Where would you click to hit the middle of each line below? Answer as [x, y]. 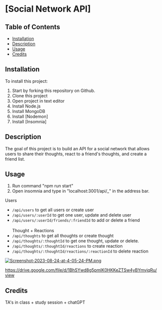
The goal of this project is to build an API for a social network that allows [77, 148]
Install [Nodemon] [30, 116]
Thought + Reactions [33, 231]
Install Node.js [26, 106]
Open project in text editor [38, 101]
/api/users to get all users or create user [53, 210]
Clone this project [30, 95]
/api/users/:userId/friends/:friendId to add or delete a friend [76, 220]
